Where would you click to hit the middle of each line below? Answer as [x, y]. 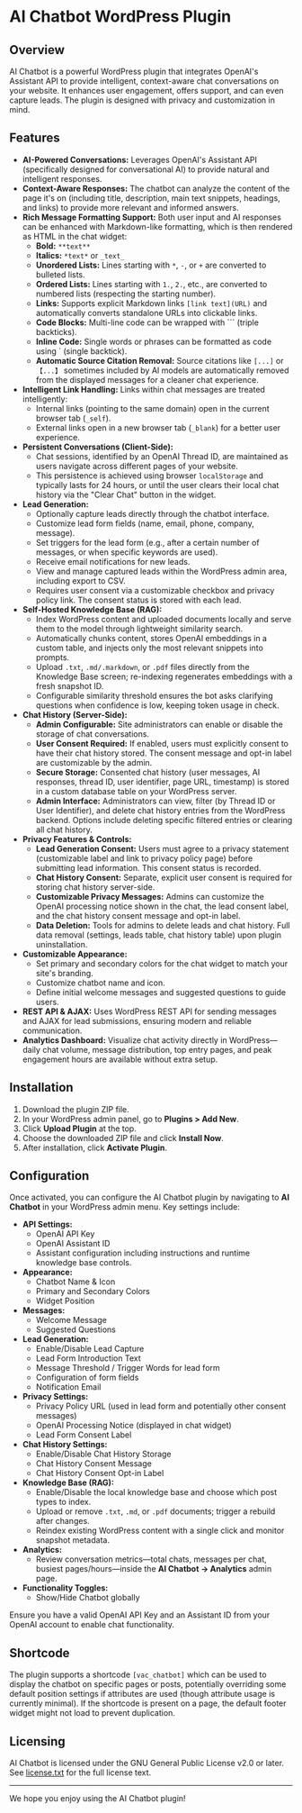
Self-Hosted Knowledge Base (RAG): [92, 609]
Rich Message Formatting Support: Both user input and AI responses [151, 217]
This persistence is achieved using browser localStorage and [149, 476]
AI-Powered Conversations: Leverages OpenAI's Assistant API [140, 159]
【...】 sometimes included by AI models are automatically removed [162, 370]
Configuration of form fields [87, 1378]
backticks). [57, 331]
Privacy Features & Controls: [77, 839]
